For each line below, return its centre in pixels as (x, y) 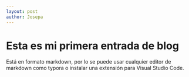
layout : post (22, 11)
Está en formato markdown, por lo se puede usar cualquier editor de (89, 62)
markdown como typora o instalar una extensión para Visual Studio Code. (95, 68)
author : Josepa (25, 17)
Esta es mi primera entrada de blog (92, 46)
